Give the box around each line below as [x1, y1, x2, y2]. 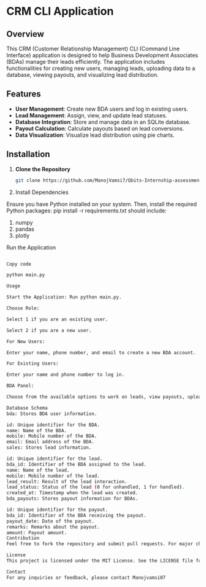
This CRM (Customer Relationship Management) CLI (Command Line [6, 45, 180, 52]
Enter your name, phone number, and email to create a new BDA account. [6, 349, 196, 356]
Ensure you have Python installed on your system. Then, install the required [6, 200, 197, 208]
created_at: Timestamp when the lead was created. [6, 490, 139, 496]
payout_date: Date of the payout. [6, 518, 95, 524]
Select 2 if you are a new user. [6, 327, 92, 333]
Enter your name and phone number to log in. [6, 371, 124, 378]
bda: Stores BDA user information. [6, 410, 97, 417]
